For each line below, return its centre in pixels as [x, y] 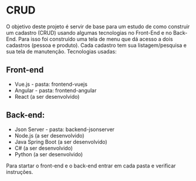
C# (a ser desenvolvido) [44, 148]
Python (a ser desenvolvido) [49, 154]
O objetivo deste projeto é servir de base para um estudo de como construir [98, 26]
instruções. [20, 172]
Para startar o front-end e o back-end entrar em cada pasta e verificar [91, 166]
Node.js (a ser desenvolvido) [49, 135]
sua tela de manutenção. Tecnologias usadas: [61, 51]
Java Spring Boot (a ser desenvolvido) [61, 142]
